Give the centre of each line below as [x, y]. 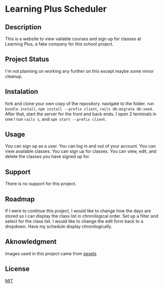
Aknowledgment [31, 242]
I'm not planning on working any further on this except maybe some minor [80, 71]
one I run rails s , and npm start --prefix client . [56, 119]
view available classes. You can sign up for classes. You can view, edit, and [81, 151]
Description [23, 27]
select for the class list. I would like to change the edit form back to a [74, 222]
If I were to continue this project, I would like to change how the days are [78, 211]
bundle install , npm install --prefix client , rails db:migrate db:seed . [79, 109]
